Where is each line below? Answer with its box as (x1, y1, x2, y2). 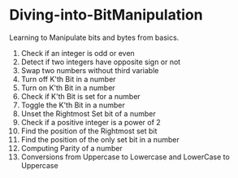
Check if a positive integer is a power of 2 (20, 117, 161, 127)
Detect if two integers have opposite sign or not (20, 57, 181, 67)
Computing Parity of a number (20, 143, 123, 153)
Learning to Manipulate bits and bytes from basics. (9, 33, 180, 42)
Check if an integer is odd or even (20, 48, 135, 58)
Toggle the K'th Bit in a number (20, 100, 125, 110)
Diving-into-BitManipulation (9, 6, 203, 24)
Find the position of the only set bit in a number (20, 134, 180, 144)
